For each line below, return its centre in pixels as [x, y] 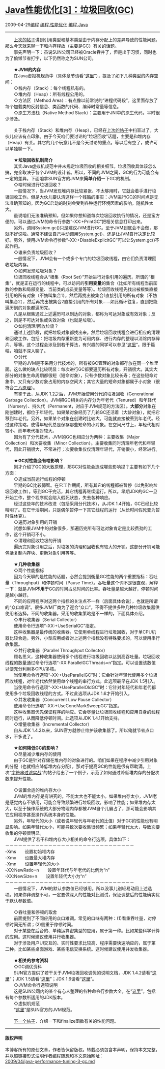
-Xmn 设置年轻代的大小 [32, 864]
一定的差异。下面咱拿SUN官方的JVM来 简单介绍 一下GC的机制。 [69, 178]
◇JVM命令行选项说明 [36, 985]
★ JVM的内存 [27, 69]
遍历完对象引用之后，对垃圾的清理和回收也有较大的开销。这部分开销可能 [87, 546]
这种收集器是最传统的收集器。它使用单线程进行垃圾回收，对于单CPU [83, 632]
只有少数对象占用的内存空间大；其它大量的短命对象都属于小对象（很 [91, 381]
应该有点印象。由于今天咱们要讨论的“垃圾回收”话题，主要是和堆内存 [82, 136]
